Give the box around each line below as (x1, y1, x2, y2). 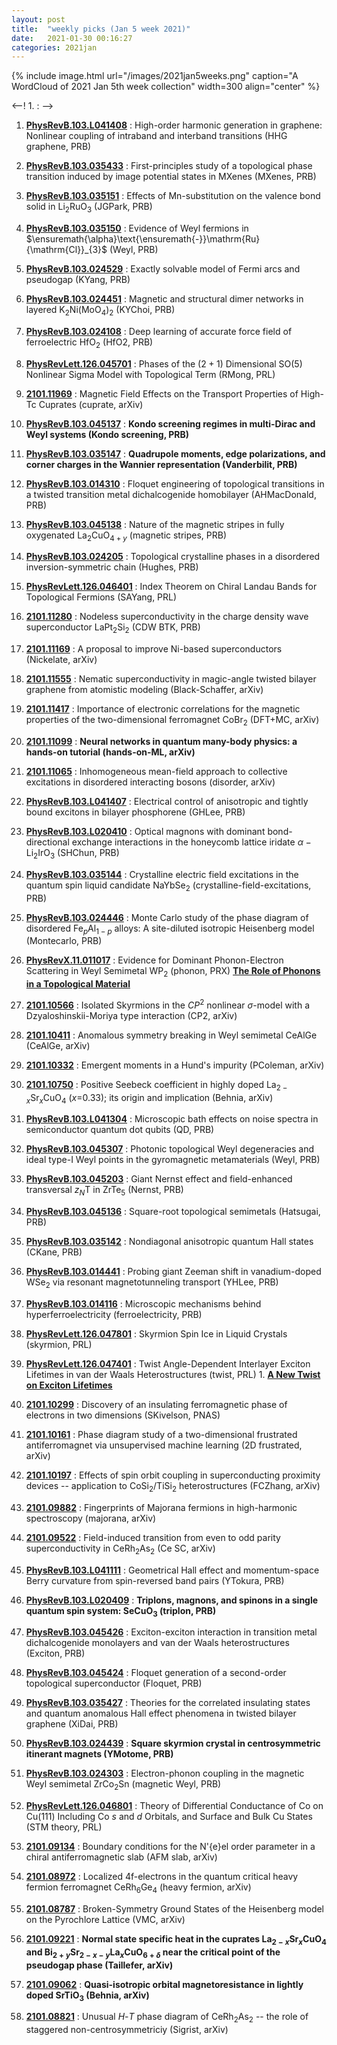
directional (25, 836, 70, 848)
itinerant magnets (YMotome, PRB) (25, 1748, 174, 1760)
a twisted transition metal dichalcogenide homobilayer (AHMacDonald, (25, 488, 317, 500)
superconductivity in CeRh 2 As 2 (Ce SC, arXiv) (25, 1542, 216, 1556)
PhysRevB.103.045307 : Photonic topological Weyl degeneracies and (25, 1143, 314, 1155)
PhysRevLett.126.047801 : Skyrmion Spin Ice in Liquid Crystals (25, 1328, 288, 1340)
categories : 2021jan (11, 42, 98, 53)
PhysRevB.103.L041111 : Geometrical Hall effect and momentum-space (25, 1564, 320, 1576)
